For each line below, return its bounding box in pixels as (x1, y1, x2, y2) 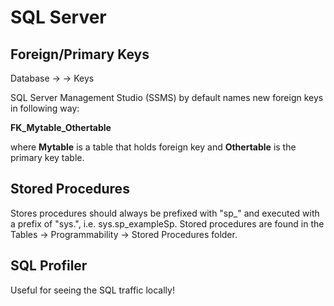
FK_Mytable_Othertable (10, 122, 112, 133)
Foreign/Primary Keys (10, 46, 150, 63)
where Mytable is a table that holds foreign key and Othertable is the (10, 141, 297, 153)
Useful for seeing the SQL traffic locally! (10, 284, 175, 296)
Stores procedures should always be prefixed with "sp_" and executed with (10, 207, 320, 219)
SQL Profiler (10, 257, 88, 275)
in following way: (10, 102, 80, 114)
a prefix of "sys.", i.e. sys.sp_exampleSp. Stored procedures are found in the (10, 217, 325, 230)
